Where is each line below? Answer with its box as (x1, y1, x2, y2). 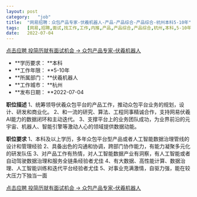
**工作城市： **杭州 (14, 81, 63, 88)
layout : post (6, 8, 38, 15)
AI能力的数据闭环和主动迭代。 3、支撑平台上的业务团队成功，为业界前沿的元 (6, 116, 191, 123)
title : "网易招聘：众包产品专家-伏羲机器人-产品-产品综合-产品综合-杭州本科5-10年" (6, 19, 192, 25)
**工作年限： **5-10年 (14, 67, 70, 74)
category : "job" (6, 14, 51, 20)
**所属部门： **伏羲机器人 (14, 74, 78, 81)
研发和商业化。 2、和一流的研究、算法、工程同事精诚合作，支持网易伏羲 (16, 109, 191, 116)
